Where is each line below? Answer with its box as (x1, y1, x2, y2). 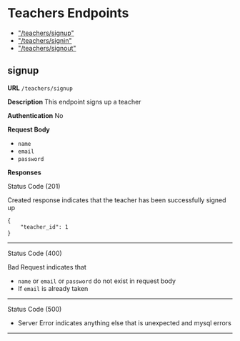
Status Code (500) (7, 305, 62, 313)
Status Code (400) (7, 249, 62, 257)
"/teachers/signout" (17, 44, 76, 52)
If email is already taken (17, 284, 89, 292)
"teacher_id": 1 (20, 223, 69, 230)
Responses (7, 168, 41, 177)
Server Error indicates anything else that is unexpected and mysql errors (17, 318, 232, 327)
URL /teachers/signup (7, 84, 73, 92)
